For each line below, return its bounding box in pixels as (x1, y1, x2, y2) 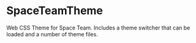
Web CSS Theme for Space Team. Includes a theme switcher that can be (6, 24, 190, 31)
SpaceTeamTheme (6, 4, 103, 18)
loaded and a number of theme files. (6, 30, 98, 37)
